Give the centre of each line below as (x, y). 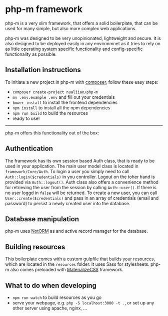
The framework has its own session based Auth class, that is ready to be (80, 161)
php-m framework (44, 9)
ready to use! (26, 118)
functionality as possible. (31, 54)
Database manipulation (42, 219)
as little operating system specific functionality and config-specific (74, 49)
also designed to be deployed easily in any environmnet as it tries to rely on (83, 43)
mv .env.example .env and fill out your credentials (63, 97)
